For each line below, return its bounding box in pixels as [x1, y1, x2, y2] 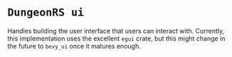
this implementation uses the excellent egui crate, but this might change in [7, 34, 226, 43]
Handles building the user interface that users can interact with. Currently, [7, 26, 225, 35]
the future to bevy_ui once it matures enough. [7, 41, 141, 50]
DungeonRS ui [7, 6, 84, 19]
